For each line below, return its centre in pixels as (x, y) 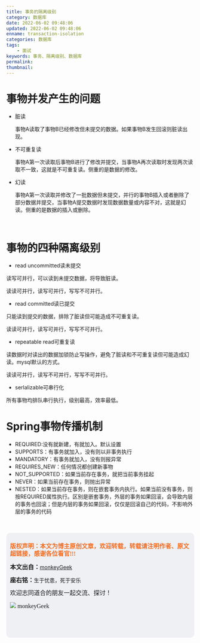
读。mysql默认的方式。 (35, 362)
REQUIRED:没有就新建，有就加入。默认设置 (68, 444)
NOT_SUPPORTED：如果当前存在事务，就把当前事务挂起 (84, 474)
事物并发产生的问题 (53, 99)
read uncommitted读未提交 (48, 266)
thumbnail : (20, 67)
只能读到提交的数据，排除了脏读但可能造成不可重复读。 (74, 316)
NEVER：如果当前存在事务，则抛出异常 (63, 482)
